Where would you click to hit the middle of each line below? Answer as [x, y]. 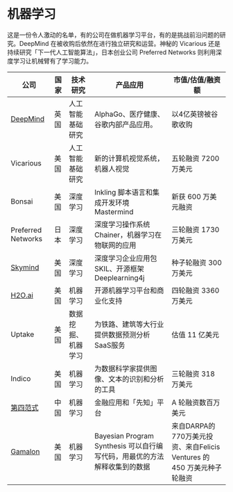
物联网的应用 [115, 245]
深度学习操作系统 [122, 224]
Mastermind [114, 211]
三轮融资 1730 [196, 229]
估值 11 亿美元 [196, 334]
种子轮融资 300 [197, 263]
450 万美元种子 [197, 468]
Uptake [23, 334]
